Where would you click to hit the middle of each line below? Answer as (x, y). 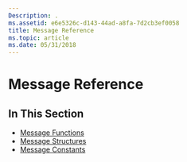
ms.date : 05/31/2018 (43, 45)
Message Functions (52, 133)
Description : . (33, 15)
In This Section (46, 113)
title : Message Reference (51, 30)
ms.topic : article (39, 38)
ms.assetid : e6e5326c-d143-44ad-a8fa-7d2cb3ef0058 (94, 23)
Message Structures (53, 141)
